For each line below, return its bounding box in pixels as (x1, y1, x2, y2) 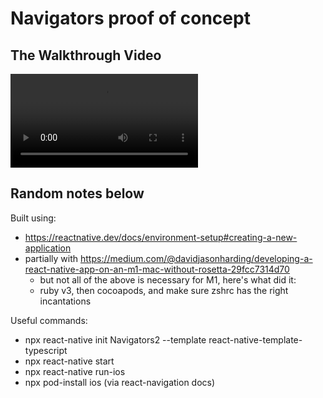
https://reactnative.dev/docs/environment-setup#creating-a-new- (24, 231, 298, 243)
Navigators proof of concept (10, 7, 251, 30)
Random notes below (10, 185, 145, 202)
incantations (39, 295, 92, 307)
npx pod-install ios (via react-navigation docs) (24, 376, 216, 388)
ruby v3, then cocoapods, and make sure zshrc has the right (39, 284, 289, 296)
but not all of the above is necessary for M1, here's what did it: (39, 273, 297, 286)
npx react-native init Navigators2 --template (24, 333, 207, 346)
